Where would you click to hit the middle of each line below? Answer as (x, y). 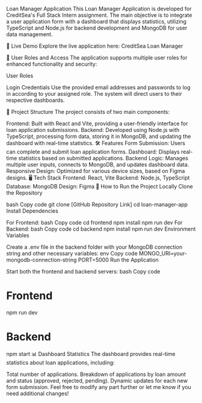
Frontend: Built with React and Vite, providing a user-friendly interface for (97, 123)
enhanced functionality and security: (52, 64)
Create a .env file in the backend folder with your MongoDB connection (94, 247)
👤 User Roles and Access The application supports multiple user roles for (97, 58)
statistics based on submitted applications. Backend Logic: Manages (103, 158)
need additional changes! (38, 393)
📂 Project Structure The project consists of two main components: (88, 112)
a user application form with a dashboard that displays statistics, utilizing (96, 21)
